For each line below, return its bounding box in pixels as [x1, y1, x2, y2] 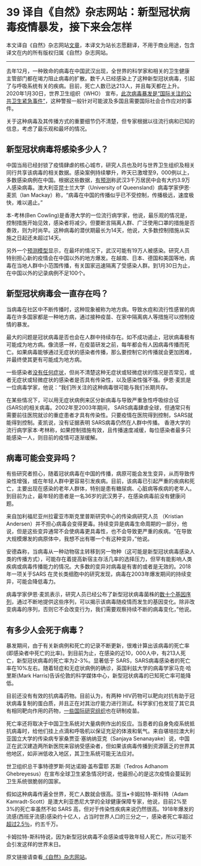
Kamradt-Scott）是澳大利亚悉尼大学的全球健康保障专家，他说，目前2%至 [6, 798, 187, 805]
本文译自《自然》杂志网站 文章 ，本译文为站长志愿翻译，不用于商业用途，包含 [6, 41, 195, 49]
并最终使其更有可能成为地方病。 [6, 356, 85, 363]
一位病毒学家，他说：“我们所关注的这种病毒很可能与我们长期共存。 [6, 383, 172, 390]
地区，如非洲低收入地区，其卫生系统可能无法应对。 [11, 750, 138, 757]
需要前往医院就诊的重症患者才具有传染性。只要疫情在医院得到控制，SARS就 [6, 411, 193, 419]
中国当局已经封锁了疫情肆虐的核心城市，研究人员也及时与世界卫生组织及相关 [6, 161, 195, 169]
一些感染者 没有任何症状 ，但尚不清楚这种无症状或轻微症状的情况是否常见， [6, 368, 190, 375]
